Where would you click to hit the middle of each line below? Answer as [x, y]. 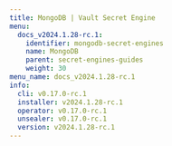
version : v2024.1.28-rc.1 [67, 128]
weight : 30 [46, 69]
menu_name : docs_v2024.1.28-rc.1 [72, 77]
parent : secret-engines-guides [85, 60]
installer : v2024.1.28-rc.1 [71, 102]
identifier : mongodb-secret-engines [95, 43]
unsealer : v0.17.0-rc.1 [62, 119]
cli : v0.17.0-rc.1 [53, 93]
